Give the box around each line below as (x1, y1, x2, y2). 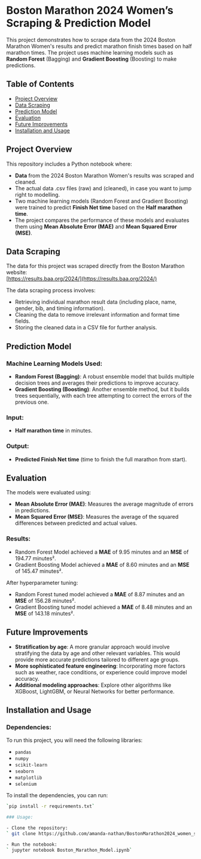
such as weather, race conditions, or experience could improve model (14, 668, 187, 675)
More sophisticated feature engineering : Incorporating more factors (14, 662, 185, 669)
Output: (6, 442, 29, 450)
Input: (6, 413, 24, 422)
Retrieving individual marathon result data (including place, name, (14, 298, 177, 306)
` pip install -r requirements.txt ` (6, 803, 95, 810)
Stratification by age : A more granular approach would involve (14, 643, 170, 650)
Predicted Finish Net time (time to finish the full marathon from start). (14, 455, 187, 462)
